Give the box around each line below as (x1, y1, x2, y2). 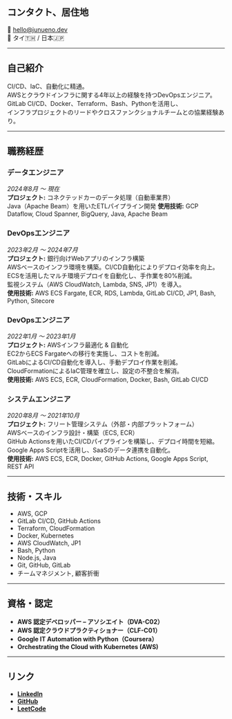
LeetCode (17, 704, 46, 713)
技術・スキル (7, 491, 62, 502)
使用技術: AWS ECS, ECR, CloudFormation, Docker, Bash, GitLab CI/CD (7, 375, 209, 383)
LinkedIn (17, 689, 43, 698)
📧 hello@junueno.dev (7, 25, 68, 33)
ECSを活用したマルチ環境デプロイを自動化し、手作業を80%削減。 (7, 271, 196, 280)
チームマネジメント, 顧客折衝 (17, 570, 100, 578)
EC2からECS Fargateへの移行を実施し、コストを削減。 (7, 349, 164, 358)
